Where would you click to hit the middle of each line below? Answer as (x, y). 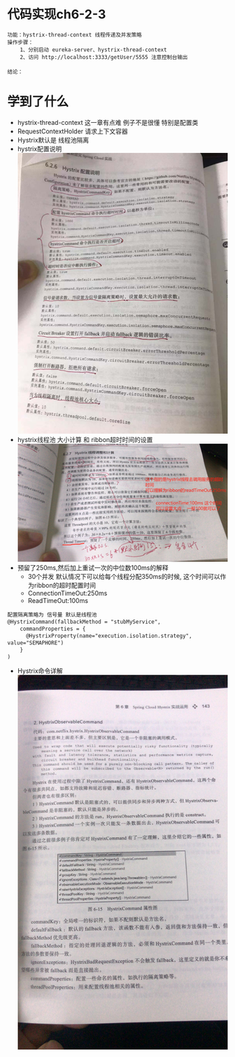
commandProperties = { (53, 629)
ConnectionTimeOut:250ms (67, 593)
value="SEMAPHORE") (36, 643)
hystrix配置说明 (40, 149)
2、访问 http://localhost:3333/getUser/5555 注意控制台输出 (104, 57)
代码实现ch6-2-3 (57, 14)
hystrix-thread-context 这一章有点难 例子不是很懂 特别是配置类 (108, 122)
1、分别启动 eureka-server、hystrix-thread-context (93, 50)
